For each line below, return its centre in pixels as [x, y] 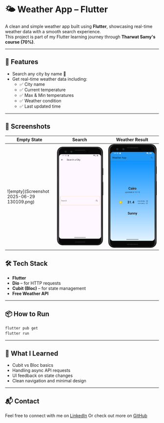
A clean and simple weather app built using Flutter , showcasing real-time [79, 26]
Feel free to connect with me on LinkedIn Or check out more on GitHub [76, 415]
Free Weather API [30, 293]
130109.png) [21, 202]
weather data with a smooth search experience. [53, 31]
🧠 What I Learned [32, 353]
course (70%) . [20, 42]
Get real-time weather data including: [50, 79]
